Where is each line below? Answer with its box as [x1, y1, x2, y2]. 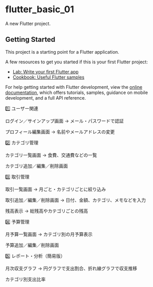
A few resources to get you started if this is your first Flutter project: [5, 59, 148, 65]
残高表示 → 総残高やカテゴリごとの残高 [5, 208, 88, 214]
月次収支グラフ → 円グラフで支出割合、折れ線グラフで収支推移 [5, 265, 138, 271]
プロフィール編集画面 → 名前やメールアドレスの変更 [5, 129, 115, 135]
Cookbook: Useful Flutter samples [12, 74, 85, 80]
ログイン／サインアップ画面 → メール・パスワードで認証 [5, 117, 124, 124]
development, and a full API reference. [5, 94, 86, 101]
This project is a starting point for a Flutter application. [5, 49, 119, 55]
